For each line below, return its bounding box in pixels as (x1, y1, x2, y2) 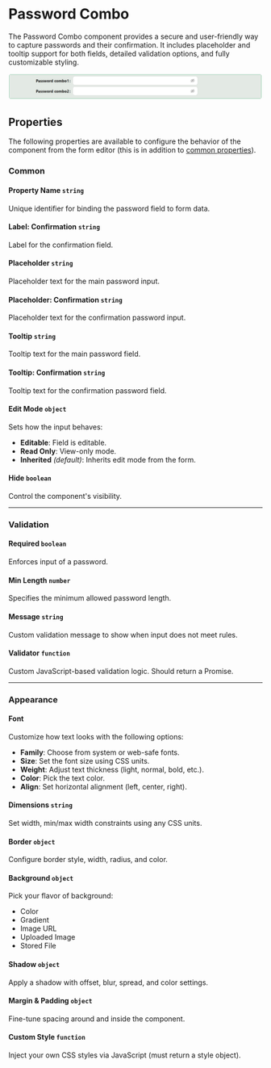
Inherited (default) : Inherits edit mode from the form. (19, 454, 196, 464)
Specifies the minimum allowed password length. (8, 593, 172, 603)
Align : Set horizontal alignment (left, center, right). (19, 781, 187, 791)
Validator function (8, 648, 71, 658)
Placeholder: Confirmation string (8, 295, 123, 304)
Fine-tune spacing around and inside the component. (8, 1014, 186, 1024)
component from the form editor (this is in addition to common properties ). (8, 145, 256, 155)
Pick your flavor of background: (8, 891, 114, 901)
